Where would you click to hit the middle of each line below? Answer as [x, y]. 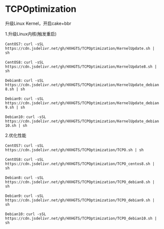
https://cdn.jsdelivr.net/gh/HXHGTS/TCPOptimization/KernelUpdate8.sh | [81, 67]
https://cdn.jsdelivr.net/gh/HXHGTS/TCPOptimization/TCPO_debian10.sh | [81, 218]
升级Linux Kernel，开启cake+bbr [38, 23]
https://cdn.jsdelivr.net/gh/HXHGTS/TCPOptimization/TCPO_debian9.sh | [80, 200]
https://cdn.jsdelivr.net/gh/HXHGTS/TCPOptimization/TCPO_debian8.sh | [80, 182]
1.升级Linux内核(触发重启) [31, 34]
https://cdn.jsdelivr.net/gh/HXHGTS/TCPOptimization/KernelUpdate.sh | [80, 48]
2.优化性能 [16, 135]
